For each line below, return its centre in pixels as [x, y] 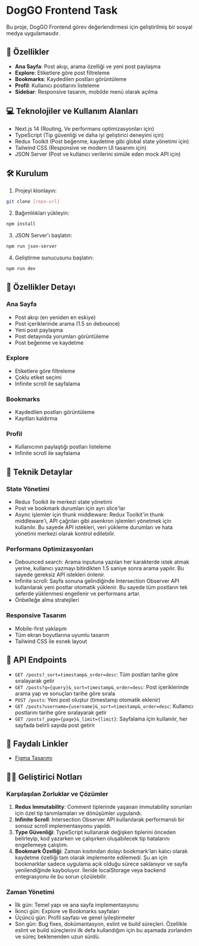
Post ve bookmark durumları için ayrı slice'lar [70, 508]
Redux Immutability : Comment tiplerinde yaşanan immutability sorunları [103, 807]
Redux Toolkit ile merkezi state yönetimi [63, 502]
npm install [21, 224]
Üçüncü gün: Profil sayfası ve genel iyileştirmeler [75, 918]
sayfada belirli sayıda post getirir [55, 725]
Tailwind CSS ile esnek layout [51, 641]
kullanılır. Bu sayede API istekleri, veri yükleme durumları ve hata [94, 527]
